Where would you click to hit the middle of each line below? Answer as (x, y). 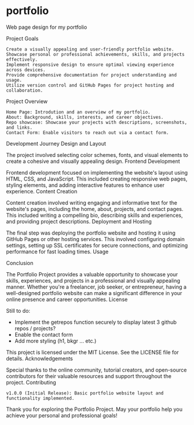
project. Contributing (31, 382)
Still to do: (18, 310)
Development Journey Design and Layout (56, 143)
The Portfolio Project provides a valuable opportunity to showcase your (92, 274)
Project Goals (23, 38)
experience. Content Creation (42, 191)
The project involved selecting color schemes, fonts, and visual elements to (97, 155)
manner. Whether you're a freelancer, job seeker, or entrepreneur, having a (96, 287)
